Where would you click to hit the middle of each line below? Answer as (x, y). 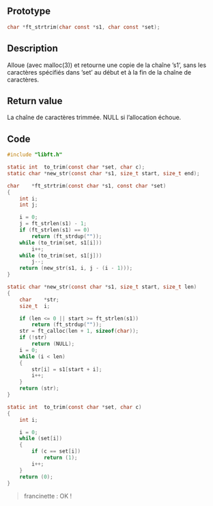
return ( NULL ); (53, 344)
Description (32, 48)
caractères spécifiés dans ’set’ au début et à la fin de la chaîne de (99, 72)
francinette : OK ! (48, 496)
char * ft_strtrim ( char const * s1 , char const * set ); (84, 27)
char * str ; (39, 300)
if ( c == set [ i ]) (56, 451)
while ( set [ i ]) (41, 439)
